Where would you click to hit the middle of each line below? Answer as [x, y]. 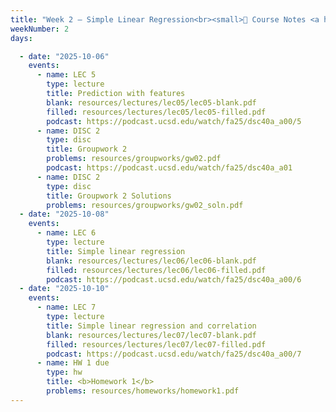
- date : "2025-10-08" [64, 214]
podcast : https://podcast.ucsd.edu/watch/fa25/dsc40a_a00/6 [174, 279]
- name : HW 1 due [73, 363]
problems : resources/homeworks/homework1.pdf [143, 391]
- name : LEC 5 [66, 75]
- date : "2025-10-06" [64, 56]
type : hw [64, 372]
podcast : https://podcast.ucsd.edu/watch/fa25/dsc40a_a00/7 [174, 354]
